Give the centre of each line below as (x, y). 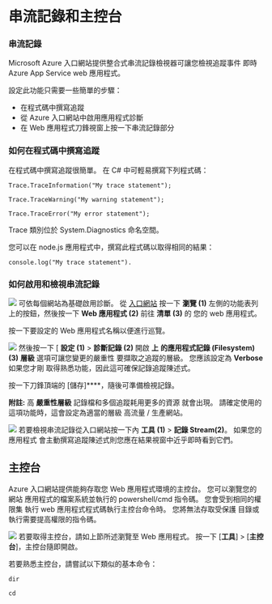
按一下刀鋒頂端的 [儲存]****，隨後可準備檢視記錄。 (94, 385)
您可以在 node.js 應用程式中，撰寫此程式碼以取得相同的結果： (111, 247)
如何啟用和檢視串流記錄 (54, 284)
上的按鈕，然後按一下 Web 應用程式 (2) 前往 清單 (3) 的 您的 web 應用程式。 (135, 313)
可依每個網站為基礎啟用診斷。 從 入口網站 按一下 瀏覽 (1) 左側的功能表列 (138, 304)
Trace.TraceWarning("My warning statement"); (86, 199)
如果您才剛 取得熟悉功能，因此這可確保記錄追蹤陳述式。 (102, 368)
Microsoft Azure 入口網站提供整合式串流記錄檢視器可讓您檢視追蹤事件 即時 (133, 63)
